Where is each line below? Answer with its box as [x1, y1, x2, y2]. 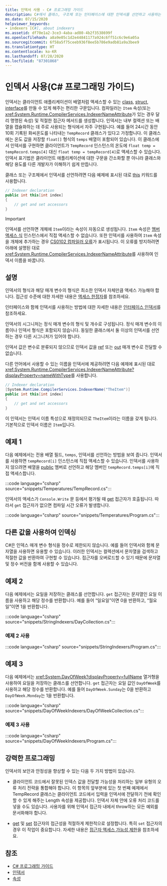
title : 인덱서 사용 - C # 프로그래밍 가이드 [5, 7, 83, 12]
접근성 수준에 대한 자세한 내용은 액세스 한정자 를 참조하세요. [15, 294, 131, 299]
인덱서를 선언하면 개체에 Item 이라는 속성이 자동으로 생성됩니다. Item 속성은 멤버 [5, 226, 161, 232]
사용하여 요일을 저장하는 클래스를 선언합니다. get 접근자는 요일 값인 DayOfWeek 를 [5, 680, 161, 686]
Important [5, 216, 25, 222]
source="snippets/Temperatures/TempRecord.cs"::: [5, 486, 112, 492]
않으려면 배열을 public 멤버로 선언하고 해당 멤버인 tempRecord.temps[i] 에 [10, 464, 155, 470]
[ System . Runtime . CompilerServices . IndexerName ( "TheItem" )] [5, 387, 131, 392]
